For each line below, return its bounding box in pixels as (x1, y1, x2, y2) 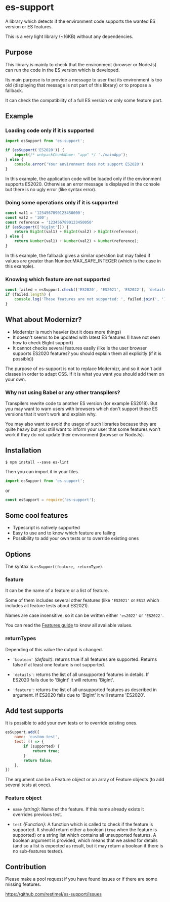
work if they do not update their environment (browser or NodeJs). (5, 431, 144, 437)
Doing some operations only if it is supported (5, 199, 118, 206)
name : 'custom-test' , (14, 735, 60, 740)
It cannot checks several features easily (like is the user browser (12, 345, 147, 351)
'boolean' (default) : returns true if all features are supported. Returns (12, 656, 157, 662)
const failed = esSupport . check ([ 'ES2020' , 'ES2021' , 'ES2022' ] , (5, 287, 146, 292)
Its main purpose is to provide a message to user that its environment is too (5, 76, 162, 82)
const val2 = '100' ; (5, 215, 49, 220)
